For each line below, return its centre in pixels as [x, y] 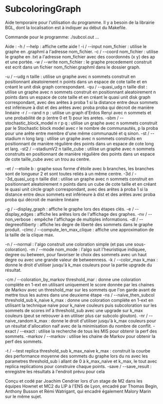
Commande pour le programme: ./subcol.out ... [52, 37]
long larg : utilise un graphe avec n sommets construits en [84, 138]
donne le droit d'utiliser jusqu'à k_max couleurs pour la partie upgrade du [79, 265]
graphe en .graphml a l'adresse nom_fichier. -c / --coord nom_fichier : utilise [82, 52]
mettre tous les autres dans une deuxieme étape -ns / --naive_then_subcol [80, 295]
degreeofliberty [21, 224]
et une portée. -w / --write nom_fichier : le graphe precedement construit [79, 62]
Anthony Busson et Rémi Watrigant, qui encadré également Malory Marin [78, 391]
